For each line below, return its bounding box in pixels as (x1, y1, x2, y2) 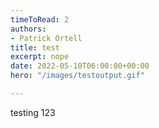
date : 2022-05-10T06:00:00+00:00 (10, 61, 150, 71)
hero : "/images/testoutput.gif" (10, 71, 145, 81)
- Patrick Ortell (10, 33, 83, 43)
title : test (10, 42, 60, 53)
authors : (10, 24, 47, 34)
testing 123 (10, 106, 56, 118)
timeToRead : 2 (10, 14, 70, 25)
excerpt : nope (10, 52, 70, 62)
